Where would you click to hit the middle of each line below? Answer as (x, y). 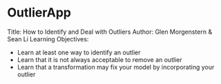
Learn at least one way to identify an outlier (79, 52)
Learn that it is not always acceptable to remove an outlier (99, 59)
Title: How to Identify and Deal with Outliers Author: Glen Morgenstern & (110, 32)
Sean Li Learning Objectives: (48, 39)
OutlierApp (39, 13)
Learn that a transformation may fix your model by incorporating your (116, 67)
